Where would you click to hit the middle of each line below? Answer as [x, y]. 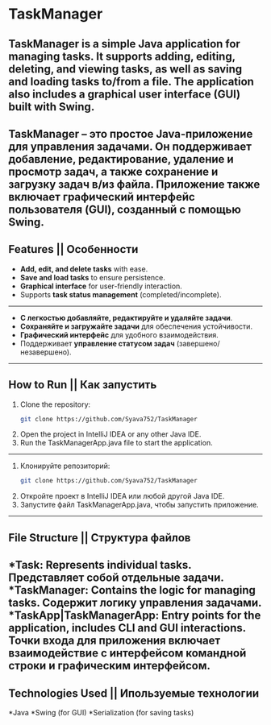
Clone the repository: [55, 404]
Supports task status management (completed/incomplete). [121, 294]
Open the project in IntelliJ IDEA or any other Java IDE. [110, 434]
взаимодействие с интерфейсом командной [127, 653]
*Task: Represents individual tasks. [100, 565]
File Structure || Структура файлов [100, 538]
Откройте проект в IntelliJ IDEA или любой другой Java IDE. [122, 496]
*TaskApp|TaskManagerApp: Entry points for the [135, 616]
